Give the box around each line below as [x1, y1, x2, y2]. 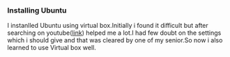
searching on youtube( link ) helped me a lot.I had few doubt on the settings [7, 28, 222, 37]
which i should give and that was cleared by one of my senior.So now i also [7, 36, 223, 44]
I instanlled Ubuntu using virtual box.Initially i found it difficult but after [7, 22, 209, 30]
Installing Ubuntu [7, 6, 68, 15]
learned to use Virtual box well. [7, 44, 96, 52]
